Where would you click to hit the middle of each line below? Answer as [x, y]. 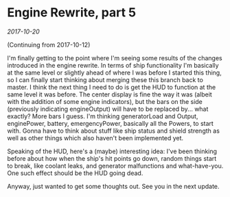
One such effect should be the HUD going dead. [75, 173]
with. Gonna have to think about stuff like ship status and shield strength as [113, 131]
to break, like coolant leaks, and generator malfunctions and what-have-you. [115, 166]
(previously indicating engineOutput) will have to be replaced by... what [108, 109]
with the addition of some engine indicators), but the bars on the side [105, 101]
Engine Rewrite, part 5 [71, 13]
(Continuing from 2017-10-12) [49, 44]
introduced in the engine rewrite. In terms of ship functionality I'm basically [113, 65]
